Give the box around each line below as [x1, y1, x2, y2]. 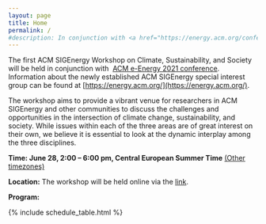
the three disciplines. [8, 138, 77, 147]
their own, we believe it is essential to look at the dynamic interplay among [8, 130, 251, 139]
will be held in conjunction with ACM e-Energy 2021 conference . [8, 64, 220, 74]
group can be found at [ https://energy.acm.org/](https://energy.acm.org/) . [8, 81, 250, 90]
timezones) [8, 161, 45, 171]
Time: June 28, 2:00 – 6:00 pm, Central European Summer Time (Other [8, 154, 245, 163]
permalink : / [8, 26, 51, 34]
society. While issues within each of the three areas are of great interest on [8, 121, 253, 131]
